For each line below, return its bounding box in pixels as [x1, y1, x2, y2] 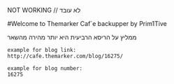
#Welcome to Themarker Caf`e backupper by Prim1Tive [7, 20, 168, 27]
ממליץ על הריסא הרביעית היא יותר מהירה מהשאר [7, 33, 137, 41]
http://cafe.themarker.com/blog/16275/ [7, 52, 124, 59]
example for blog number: [7, 65, 82, 72]
